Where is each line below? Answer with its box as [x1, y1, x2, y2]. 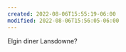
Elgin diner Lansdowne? [7, 36, 78, 45]
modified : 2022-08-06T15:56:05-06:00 [7, 17, 120, 24]
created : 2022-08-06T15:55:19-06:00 [7, 10, 116, 18]
